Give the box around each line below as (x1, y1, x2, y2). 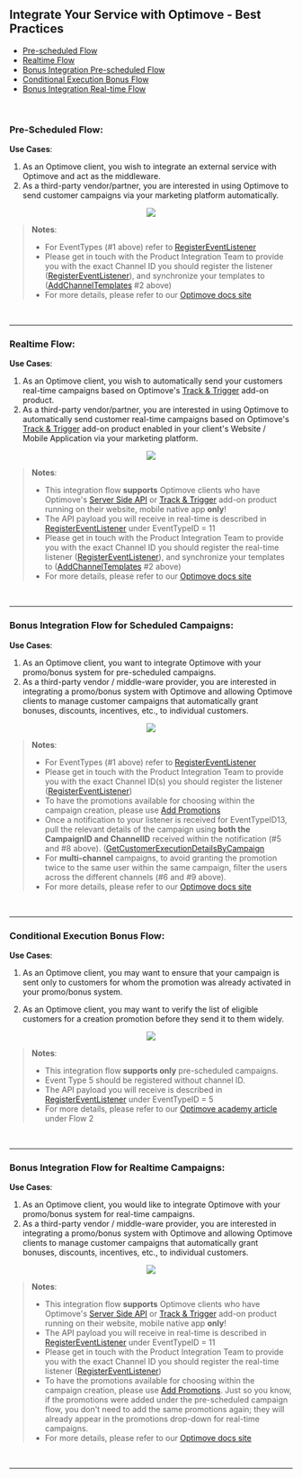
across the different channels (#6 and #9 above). (44, 871, 226, 882)
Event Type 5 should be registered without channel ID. (44, 1075, 245, 1086)
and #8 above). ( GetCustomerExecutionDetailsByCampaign (44, 843, 265, 853)
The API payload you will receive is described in (44, 1085, 223, 1095)
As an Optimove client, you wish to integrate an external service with (22, 161, 277, 172)
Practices (9, 22, 65, 37)
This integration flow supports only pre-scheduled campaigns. (44, 1066, 279, 1076)
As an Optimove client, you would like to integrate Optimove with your (22, 1199, 280, 1210)
